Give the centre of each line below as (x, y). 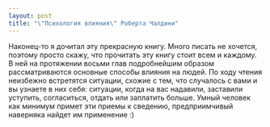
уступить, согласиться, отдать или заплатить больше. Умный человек (130, 97)
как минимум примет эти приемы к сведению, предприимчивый (121, 106)
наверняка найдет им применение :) (72, 114)
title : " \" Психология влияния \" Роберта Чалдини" (94, 23)
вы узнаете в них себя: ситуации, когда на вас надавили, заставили (126, 88)
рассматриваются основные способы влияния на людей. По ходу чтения (135, 72)
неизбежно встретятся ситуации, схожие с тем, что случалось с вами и (133, 80)
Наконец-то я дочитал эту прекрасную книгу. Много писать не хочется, (133, 46)
